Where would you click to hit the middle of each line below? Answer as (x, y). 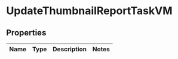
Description (70, 49)
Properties (26, 33)
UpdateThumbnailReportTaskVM (89, 11)
